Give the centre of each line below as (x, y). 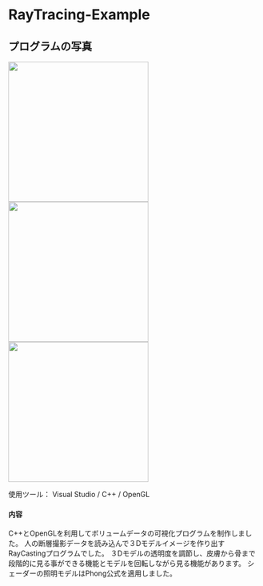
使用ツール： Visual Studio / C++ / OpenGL (79, 494)
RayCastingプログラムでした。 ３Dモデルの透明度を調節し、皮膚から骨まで (132, 553)
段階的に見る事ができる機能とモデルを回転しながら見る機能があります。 (127, 564)
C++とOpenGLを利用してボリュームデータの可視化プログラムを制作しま (127, 533)
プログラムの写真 (50, 46)
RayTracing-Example (79, 15)
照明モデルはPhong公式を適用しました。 (110, 573)
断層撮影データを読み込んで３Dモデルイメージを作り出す (131, 544)
